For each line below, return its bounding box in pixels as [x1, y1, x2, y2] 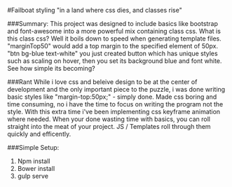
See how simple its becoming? [7, 64, 96, 72]
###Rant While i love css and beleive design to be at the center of [7, 78, 198, 86]
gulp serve [17, 172, 49, 180]
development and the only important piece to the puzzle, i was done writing [7, 85, 226, 93]
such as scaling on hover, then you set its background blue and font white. [7, 57, 222, 65]
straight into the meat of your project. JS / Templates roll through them [7, 123, 212, 130]
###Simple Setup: [7, 144, 60, 151]
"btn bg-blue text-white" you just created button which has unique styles [7, 49, 219, 57]
